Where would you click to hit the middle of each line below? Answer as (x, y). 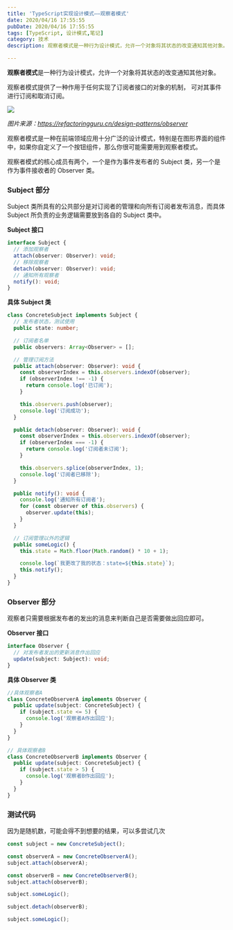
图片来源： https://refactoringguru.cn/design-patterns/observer (98, 123)
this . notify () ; (42, 570)
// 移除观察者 (31, 262)
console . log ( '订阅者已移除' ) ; (60, 474)
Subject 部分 (28, 190)
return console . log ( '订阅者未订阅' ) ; (77, 449)
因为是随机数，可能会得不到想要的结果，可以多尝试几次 (86, 831)
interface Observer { (38, 646)
